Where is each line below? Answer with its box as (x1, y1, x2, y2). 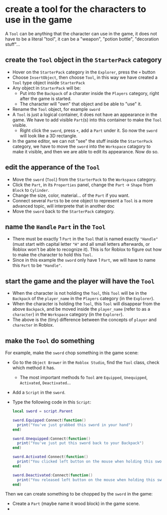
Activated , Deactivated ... (19, 380, 71, 386)
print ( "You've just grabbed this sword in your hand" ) (17, 422, 133, 428)
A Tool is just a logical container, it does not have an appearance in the (12, 111, 158, 117)
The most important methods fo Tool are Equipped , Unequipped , (19, 375, 148, 380)
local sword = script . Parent (12, 409, 73, 414)
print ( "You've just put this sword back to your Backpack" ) (17, 441, 144, 446)
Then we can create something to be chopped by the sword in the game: (5, 491, 153, 497)
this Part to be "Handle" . (12, 262, 62, 268)
